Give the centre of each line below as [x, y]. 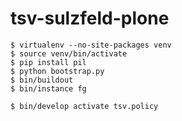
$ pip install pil [48, 62]
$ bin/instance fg [48, 88]
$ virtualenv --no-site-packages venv [91, 45]
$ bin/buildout [42, 80]
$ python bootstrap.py [57, 71]
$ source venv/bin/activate [69, 53]
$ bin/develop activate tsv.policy [84, 106]
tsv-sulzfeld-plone [90, 18]
